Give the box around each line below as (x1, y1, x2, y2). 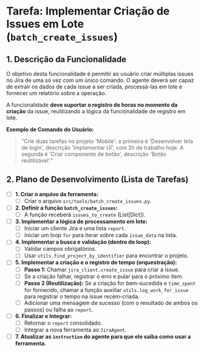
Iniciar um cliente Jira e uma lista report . (24, 225, 126, 232)
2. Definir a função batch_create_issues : (15, 204, 118, 211)
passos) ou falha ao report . (24, 306, 93, 313)
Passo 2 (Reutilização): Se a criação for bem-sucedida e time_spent (24, 279, 196, 287)
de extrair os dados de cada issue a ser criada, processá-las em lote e (6, 83, 183, 90)
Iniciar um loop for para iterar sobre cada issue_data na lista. (24, 231, 178, 239)
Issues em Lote (6, 17, 84, 31)
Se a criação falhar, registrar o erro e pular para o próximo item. (24, 273, 183, 280)
